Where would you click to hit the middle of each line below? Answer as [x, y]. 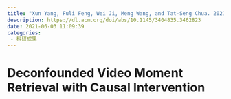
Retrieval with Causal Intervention [106, 88]
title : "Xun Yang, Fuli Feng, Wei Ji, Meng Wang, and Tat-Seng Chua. [109, 13]
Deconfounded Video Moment [95, 73]
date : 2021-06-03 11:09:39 [46, 26]
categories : [24, 33]
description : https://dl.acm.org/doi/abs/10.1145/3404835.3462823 [104, 20]
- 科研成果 [24, 39]
